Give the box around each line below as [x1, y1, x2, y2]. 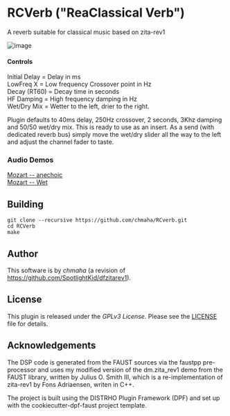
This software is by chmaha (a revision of [7, 266, 126, 275]
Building [7, 198, 44, 210]
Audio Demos [7, 155, 54, 165]
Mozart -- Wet [7, 178, 48, 187]
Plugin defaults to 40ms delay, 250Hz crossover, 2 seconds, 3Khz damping [7, 116, 222, 124]
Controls [7, 57, 33, 65]
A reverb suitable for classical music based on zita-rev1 [7, 28, 166, 36]
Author [7, 248, 38, 260]
